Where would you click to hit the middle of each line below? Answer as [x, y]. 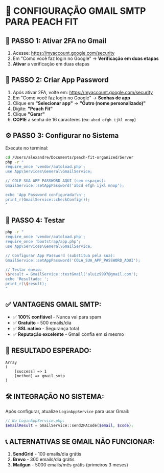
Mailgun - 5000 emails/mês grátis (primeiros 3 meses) [71, 465]
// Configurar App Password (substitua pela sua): [60, 255]
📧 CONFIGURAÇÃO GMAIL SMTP [76, 11]
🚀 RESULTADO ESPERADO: [49, 351]
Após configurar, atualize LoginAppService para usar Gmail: [67, 412]
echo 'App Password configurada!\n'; [45, 195]
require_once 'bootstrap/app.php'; [43, 242]
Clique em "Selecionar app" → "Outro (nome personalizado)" [79, 103]
